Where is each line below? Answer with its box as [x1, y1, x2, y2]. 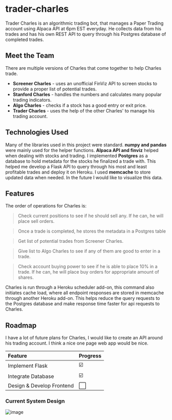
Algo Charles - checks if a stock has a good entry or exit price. [12, 102, 147, 108]
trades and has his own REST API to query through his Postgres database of [5, 31, 166, 37]
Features [5, 189, 34, 198]
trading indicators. [12, 97, 52, 103]
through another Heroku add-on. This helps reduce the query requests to [5, 295, 160, 301]
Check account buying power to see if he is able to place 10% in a [17, 263, 158, 270]
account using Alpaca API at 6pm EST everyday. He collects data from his [5, 25, 162, 31]
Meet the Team [5, 51, 54, 60]
